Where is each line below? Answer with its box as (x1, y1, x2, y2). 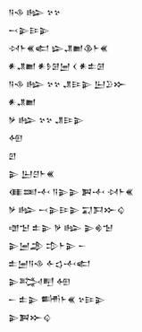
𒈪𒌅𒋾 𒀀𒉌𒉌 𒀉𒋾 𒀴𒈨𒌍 (8, 187, 134, 197)
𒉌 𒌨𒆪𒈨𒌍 (8, 169, 55, 179)
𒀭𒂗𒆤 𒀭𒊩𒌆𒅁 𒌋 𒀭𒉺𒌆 (8, 61, 105, 71)
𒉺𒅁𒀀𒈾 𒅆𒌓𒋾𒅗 (8, 258, 91, 268)
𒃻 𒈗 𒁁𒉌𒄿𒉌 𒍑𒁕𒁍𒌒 (8, 205, 126, 214)
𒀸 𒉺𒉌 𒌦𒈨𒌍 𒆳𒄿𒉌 (8, 294, 106, 304)
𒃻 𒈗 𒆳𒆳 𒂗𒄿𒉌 (8, 115, 85, 125)
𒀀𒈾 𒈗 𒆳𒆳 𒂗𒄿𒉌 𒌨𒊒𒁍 (8, 79, 128, 89)
